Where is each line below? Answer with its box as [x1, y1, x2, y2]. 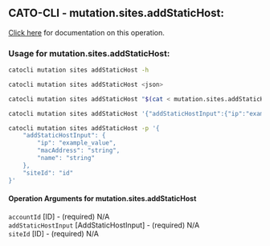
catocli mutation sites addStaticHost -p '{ [8, 124, 160, 132]
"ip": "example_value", [37, 139, 117, 147]
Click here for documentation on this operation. [8, 27, 165, 37]
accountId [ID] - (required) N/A [8, 211, 110, 221]
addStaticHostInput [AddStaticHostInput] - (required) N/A [8, 220, 200, 230]
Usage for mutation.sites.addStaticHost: [8, 47, 170, 59]
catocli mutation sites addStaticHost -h [8, 66, 149, 75]
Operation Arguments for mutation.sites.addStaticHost [8, 194, 197, 203]
